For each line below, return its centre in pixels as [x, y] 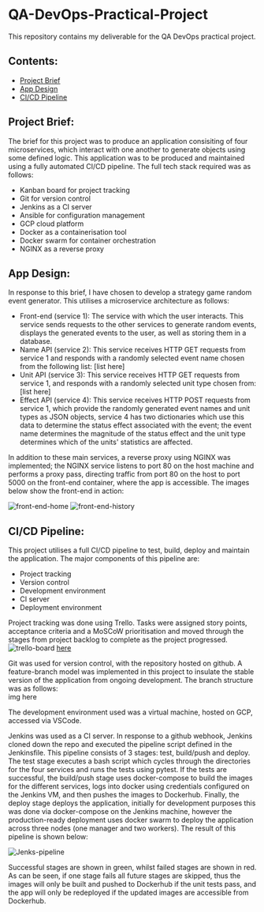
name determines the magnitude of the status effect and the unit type [132, 434]
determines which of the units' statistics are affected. [106, 442]
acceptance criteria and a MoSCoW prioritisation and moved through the [126, 631]
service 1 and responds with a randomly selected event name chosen [132, 358]
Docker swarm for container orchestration [87, 240]
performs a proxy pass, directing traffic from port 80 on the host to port [124, 474]
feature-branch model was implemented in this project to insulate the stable [131, 672]
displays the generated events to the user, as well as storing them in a [133, 333]
